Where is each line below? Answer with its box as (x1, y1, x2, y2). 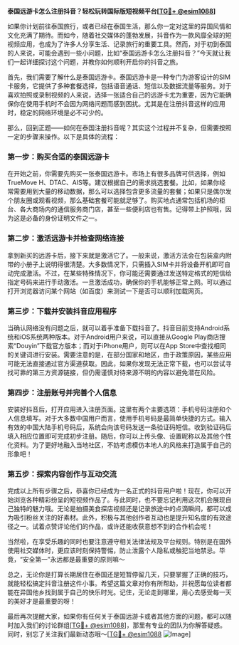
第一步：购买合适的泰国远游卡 (7, 152, 110, 162)
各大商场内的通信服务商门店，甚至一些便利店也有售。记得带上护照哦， (19, 205, 225, 214)
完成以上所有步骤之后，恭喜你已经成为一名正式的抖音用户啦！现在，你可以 (7, 487, 225, 495)
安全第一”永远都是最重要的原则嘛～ (22, 555, 126, 564)
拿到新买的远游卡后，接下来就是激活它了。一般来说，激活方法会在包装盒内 (7, 251, 225, 259)
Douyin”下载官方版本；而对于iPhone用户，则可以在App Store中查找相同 (16, 341, 226, 350)
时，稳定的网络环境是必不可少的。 (7, 108, 107, 117)
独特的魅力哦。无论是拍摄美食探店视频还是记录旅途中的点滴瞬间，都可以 (13, 505, 225, 513)
